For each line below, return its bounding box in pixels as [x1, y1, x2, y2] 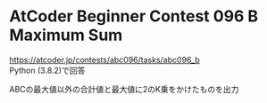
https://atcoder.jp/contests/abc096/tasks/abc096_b [9, 54, 201, 65]
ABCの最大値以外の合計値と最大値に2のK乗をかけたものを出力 [9, 83, 239, 94]
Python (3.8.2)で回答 [9, 65, 86, 75]
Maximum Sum [9, 25, 123, 45]
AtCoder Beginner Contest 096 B [9, 6, 259, 27]
